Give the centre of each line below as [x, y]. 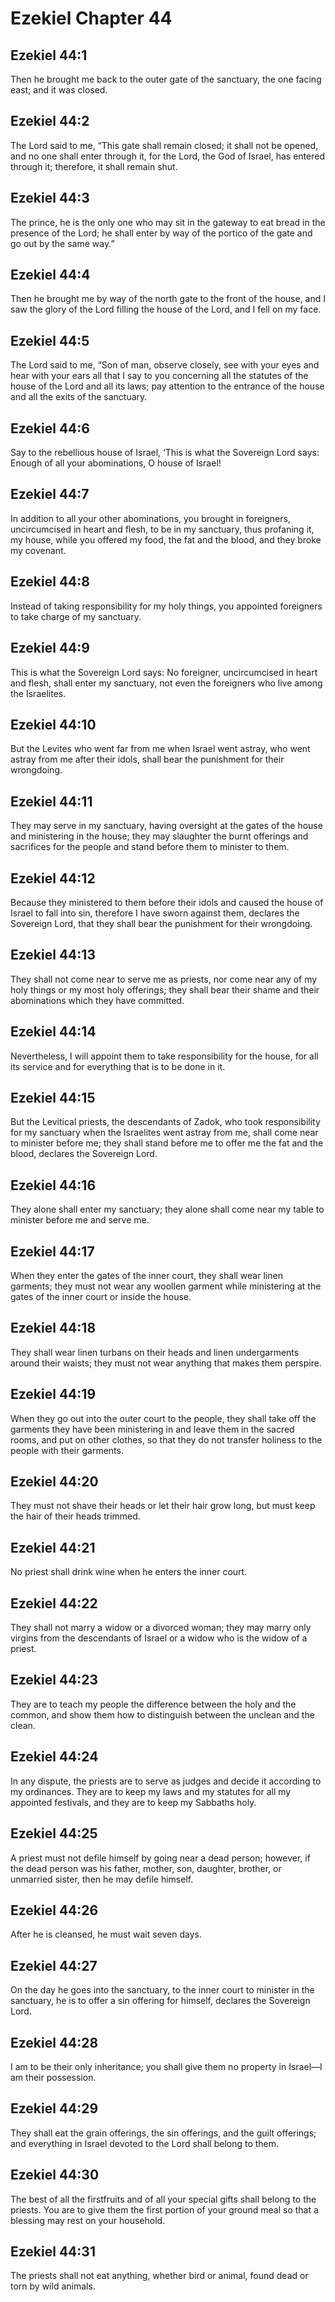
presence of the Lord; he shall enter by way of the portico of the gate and [161, 233]
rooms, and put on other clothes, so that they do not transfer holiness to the [166, 1439]
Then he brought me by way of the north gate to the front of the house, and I [168, 299]
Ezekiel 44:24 [54, 1757]
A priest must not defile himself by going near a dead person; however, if [160, 1858]
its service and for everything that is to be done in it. [118, 1066]
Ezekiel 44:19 [53, 1394]
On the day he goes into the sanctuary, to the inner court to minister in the [162, 1990]
